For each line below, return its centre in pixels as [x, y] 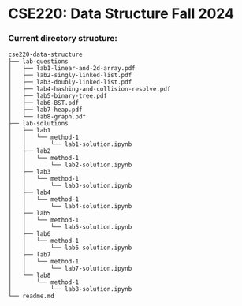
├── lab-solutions [38, 124]
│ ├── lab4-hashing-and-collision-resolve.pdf [89, 89]
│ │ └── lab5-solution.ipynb [70, 227]
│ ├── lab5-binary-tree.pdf [58, 96]
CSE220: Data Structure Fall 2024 [121, 14]
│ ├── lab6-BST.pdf [44, 103]
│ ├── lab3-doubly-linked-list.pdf [70, 82]
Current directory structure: [63, 39]
